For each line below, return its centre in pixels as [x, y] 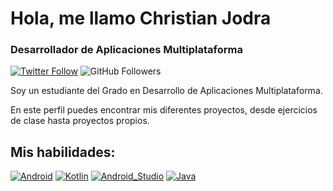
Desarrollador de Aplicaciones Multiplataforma [126, 50]
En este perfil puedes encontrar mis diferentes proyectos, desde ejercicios [164, 110]
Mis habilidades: [63, 152]
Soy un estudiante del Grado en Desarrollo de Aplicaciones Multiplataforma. [166, 91]
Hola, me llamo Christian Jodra [141, 18]
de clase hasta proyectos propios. [80, 121]
